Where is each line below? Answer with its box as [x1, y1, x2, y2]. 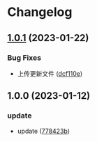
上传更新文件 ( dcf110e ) [17, 69, 83, 77]
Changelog [7, 4, 73, 20]
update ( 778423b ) [17, 127, 70, 135]
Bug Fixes [7, 53, 42, 63]
